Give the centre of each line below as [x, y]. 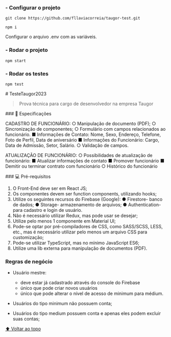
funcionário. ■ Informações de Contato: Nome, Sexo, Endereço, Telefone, [83, 134]
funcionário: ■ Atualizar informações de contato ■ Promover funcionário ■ [85, 161]
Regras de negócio [29, 262]
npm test [15, 84]
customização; [28, 237]
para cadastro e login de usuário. [47, 210]
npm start [16, 61]
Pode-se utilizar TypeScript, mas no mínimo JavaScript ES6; [76, 243]
